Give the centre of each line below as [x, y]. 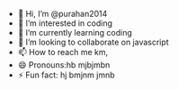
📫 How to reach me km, [63, 52]
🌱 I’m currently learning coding [75, 32]
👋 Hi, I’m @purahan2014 [62, 14]
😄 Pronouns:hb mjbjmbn [64, 65]
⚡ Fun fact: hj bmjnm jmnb [66, 75]
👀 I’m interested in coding [65, 23]
